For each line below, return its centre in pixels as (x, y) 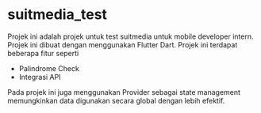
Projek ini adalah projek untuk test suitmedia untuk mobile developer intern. (130, 36)
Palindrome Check (49, 68)
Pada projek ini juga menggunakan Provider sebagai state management (124, 92)
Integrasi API (40, 77)
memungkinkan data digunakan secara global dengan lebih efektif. (116, 100)
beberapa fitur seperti (43, 53)
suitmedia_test (58, 15)
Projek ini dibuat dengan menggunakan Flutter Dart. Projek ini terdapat (123, 44)
